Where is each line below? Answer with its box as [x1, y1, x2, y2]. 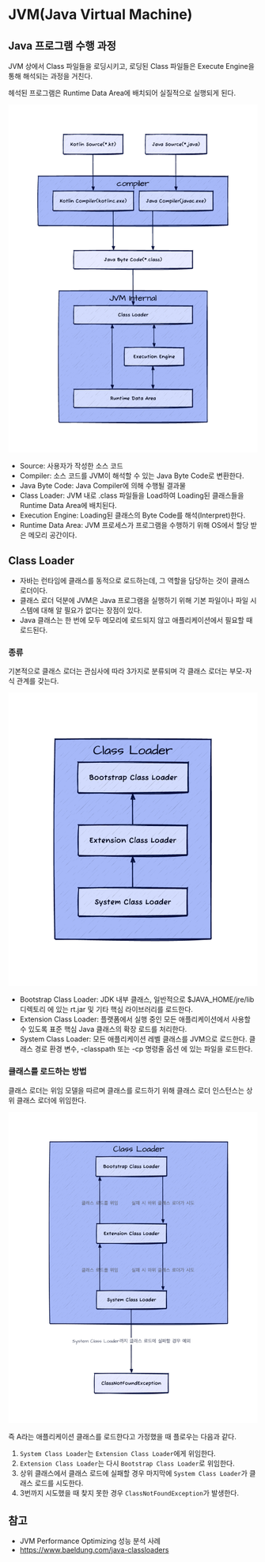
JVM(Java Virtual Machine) [8, 6, 193, 24]
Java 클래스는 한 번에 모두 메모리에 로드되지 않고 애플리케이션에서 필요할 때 [19, 615, 253, 624]
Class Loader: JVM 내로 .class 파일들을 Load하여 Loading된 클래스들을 [19, 491, 244, 500]
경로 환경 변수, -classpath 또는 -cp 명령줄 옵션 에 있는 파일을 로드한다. [34, 1044, 253, 1054]
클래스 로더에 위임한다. [16, 1095, 87, 1105]
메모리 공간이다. [28, 530, 78, 540]
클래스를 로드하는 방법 [8, 1066, 87, 1077]
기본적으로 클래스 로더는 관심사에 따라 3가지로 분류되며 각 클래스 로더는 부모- [8, 666, 246, 676]
